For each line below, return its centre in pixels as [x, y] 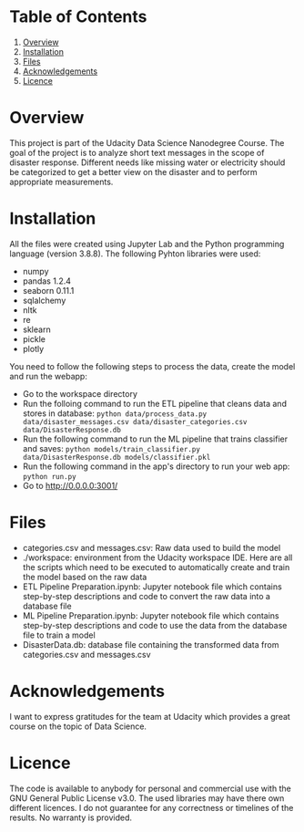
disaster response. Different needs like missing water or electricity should [147, 162]
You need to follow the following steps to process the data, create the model [152, 366]
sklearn [37, 329]
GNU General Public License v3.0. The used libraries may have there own [147, 798]
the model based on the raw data [85, 577]
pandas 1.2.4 [46, 281]
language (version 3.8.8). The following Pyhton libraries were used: [135, 254]
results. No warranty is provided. [71, 817]
